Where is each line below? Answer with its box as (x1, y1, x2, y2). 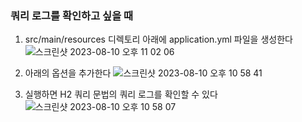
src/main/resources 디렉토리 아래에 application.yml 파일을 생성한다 (24, 33, 293, 46)
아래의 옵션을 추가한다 (24, 67, 112, 79)
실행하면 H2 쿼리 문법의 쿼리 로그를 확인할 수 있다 (24, 88, 218, 101)
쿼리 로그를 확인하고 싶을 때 (10, 8, 134, 22)
